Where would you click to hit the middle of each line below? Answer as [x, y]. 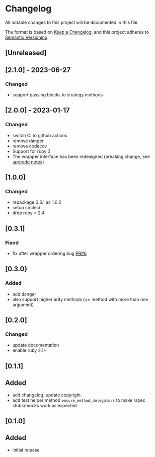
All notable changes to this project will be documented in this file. [72, 22]
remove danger [28, 141]
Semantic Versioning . [27, 37]
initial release [26, 450]
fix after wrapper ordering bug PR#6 [49, 253]
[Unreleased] [26, 53]
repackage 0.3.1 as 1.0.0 [37, 202]
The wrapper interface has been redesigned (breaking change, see [81, 156]
